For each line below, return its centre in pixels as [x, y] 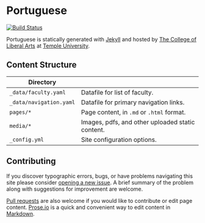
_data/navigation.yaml [42, 102]
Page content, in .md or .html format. [133, 112]
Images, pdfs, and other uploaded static [138, 122]
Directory [42, 82]
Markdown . [20, 213]
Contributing [31, 161]
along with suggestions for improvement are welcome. [75, 189]
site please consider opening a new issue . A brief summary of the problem [100, 182]
